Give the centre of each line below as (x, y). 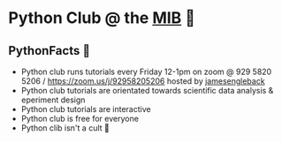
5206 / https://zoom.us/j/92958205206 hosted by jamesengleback (143, 81)
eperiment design (53, 100)
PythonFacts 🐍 (49, 51)
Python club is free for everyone (80, 119)
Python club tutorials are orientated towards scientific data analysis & (147, 90)
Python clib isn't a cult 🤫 (65, 128)
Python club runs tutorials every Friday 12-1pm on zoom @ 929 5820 (146, 71)
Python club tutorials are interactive (86, 109)
